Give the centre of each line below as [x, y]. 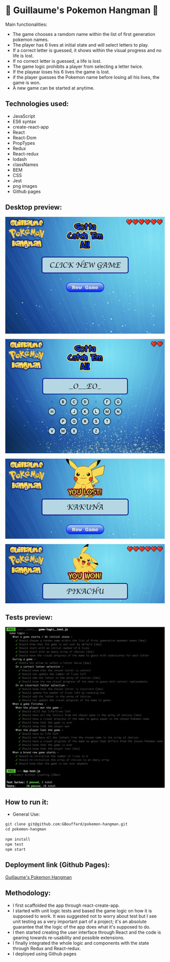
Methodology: [28, 893]
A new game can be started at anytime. [53, 88]
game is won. [27, 83]
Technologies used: [37, 104]
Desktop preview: [34, 207]
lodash [19, 159]
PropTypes [24, 143]
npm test [14, 845]
